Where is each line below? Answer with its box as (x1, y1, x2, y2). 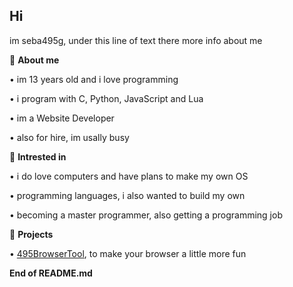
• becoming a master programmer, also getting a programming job (9, 209, 283, 221)
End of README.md (9, 267, 93, 279)
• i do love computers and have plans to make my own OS (9, 170, 249, 182)
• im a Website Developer (9, 112, 115, 124)
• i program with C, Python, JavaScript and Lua (9, 92, 204, 104)
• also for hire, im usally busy (9, 131, 130, 143)
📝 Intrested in (9, 150, 67, 163)
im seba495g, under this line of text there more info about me (9, 34, 263, 46)
